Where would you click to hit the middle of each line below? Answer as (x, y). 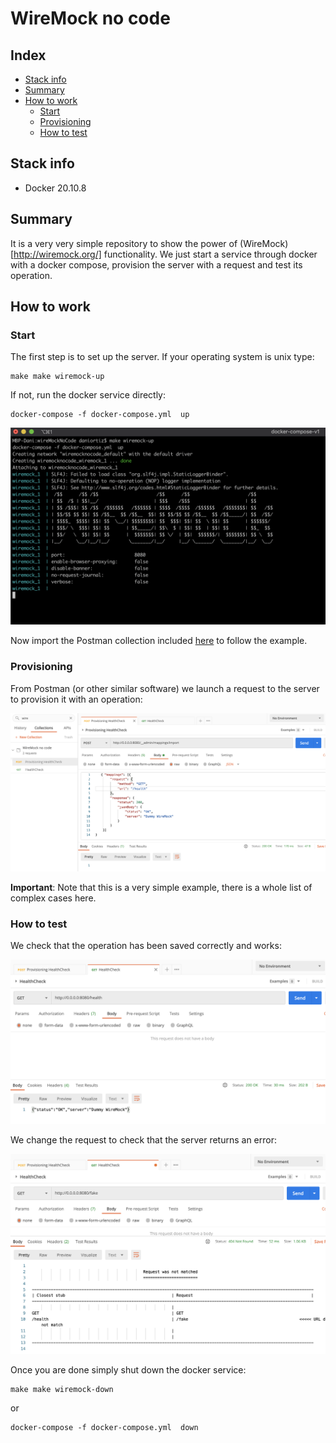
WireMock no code (90, 18)
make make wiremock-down (62, 1389)
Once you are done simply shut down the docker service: (128, 1369)
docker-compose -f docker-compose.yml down (104, 1427)
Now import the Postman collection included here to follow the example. (159, 641)
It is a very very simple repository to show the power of (124, 243)
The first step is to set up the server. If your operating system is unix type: (162, 357)
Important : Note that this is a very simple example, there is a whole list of (161, 888)
